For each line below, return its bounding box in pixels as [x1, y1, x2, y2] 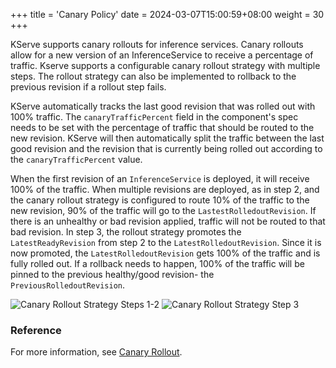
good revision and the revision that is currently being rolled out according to [10, 143, 323, 154]
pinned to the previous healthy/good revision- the [10, 269, 215, 280]
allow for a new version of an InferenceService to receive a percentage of [10, 49, 314, 61]
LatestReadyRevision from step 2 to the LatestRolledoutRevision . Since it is [10, 237, 322, 248]
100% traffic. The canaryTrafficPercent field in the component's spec [10, 111, 299, 123]
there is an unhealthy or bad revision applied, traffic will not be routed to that [10, 215, 326, 227]
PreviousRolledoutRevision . [10, 279, 126, 291]
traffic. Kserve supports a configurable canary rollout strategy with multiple [10, 60, 321, 71]
